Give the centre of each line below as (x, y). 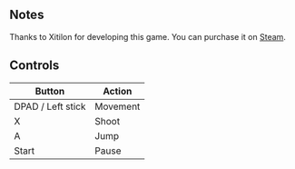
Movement (118, 106)
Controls (34, 66)
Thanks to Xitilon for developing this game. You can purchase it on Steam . (147, 36)
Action (118, 91)
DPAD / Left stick (50, 106)
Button (50, 91)
